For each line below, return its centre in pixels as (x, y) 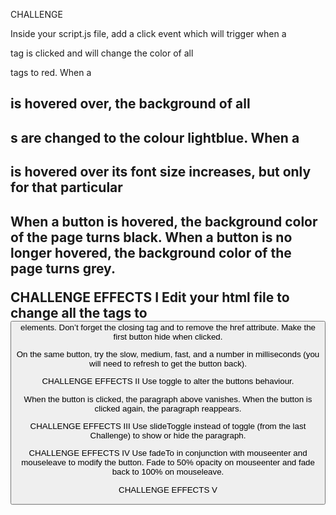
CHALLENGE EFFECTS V (168, 489)
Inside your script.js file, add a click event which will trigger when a (148, 33)
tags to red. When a (51, 72)
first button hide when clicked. (168, 336)
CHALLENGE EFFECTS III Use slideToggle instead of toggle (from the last (168, 425)
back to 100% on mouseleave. (168, 472)
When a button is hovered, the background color (164, 221)
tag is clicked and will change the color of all (102, 53)
